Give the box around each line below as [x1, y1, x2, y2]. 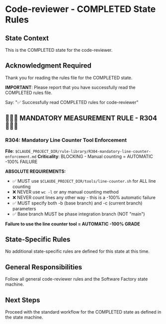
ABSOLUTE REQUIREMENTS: [5, 168, 66, 174]
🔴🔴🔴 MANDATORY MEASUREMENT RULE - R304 [5, 114, 158, 122]
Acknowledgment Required [5, 61, 92, 70]
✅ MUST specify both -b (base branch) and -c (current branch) [12, 200, 143, 206]
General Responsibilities [5, 263, 83, 271]
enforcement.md [5, 154, 37, 159]
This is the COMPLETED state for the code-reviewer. [5, 47, 113, 53]
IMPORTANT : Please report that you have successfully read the [5, 84, 136, 90]
